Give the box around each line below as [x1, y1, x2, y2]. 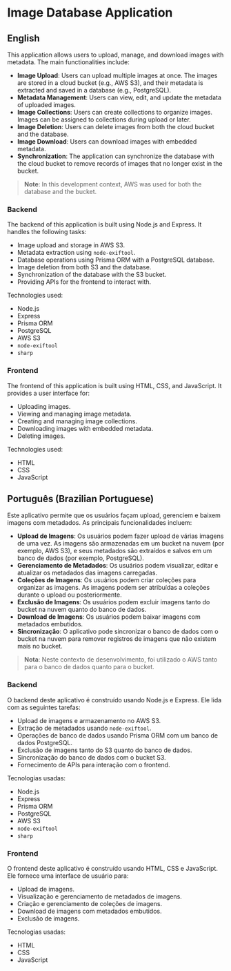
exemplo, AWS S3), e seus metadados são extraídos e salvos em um [17, 547, 212, 555]
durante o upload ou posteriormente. [17, 590, 122, 599]
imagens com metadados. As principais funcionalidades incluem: [7, 519, 192, 527]
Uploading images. [17, 402, 71, 410]
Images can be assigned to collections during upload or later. [17, 115, 191, 124]
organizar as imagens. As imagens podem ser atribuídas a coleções [17, 584, 210, 592]
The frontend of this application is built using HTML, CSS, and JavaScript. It [7, 381, 222, 390]
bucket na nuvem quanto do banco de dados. [17, 606, 147, 614]
